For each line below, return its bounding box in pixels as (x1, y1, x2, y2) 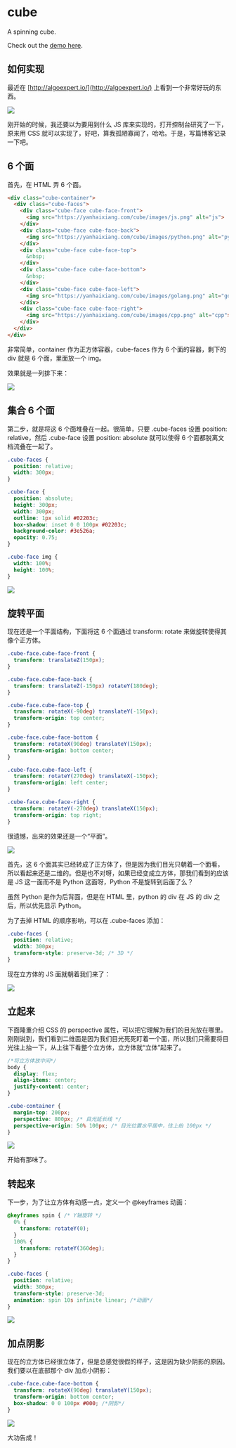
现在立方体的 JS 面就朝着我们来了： (7, 969, 111, 978)
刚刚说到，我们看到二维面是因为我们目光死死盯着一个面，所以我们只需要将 (7, 1034, 223, 1042)
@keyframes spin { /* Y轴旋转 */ (7, 1212, 102, 1220)
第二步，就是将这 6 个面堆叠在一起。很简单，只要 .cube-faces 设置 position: (7, 425, 228, 433)
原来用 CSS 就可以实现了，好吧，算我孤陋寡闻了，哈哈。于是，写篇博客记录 (7, 129, 227, 137)
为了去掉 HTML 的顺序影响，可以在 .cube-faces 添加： (7, 916, 166, 924)
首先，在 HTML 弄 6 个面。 (7, 180, 86, 188)
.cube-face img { (7, 553, 58, 560)
